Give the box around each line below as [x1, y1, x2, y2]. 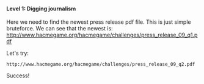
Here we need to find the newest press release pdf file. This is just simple [6, 18, 191, 26]
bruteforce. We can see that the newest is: [6, 25, 113, 32]
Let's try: [6, 49, 29, 57]
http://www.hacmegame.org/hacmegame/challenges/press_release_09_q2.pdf [6, 61, 195, 68]
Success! [6, 72, 30, 79]
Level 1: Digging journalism [6, 5, 76, 12]
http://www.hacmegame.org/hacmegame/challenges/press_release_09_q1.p [6, 31, 198, 39]
